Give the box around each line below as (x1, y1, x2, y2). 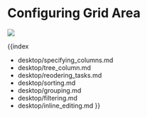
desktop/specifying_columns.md (17, 56, 114, 64)
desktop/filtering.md (17, 93, 78, 102)
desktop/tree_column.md (17, 63, 91, 72)
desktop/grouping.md (17, 86, 82, 94)
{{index (7, 41, 29, 51)
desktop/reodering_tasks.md (17, 71, 102, 79)
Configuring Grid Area (7, 5, 141, 21)
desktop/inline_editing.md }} (17, 101, 101, 110)
